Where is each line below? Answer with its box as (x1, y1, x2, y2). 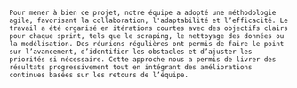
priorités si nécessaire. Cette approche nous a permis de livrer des (9, 55, 277, 64)
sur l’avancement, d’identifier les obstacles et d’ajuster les (9, 47, 253, 56)
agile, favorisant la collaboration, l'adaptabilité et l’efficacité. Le (9, 16, 289, 25)
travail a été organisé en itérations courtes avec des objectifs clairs (9, 24, 289, 33)
